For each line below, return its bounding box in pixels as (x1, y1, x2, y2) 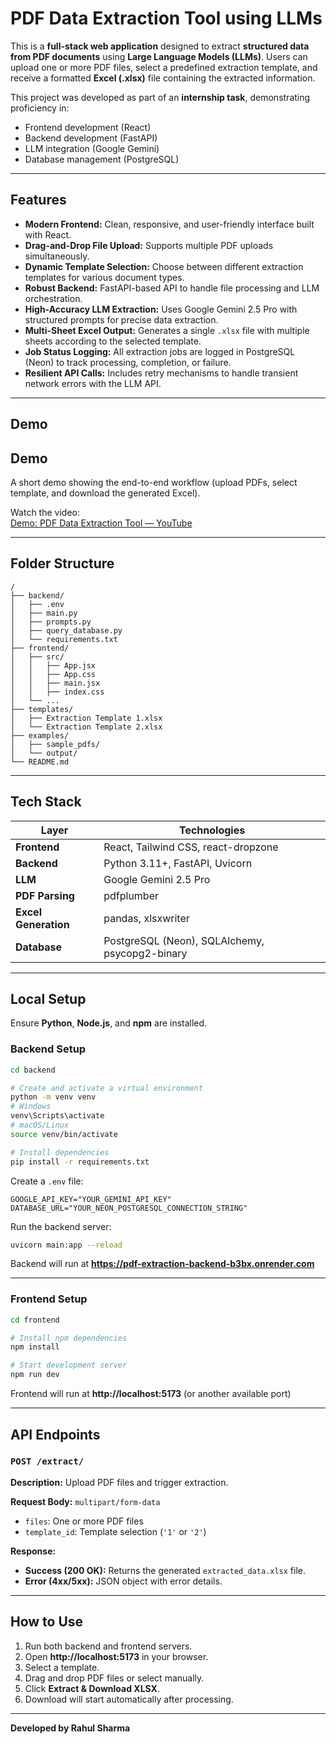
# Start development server (10, 1360, 128, 1371)
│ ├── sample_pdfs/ (10, 739, 101, 749)
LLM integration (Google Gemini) (24, 142, 160, 154)
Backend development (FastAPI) (24, 132, 158, 144)
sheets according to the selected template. (24, 335, 202, 347)
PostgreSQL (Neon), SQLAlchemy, (103, 933, 265, 947)
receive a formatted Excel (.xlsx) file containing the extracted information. (10, 72, 316, 84)
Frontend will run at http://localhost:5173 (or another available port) (10, 1388, 292, 1400)
